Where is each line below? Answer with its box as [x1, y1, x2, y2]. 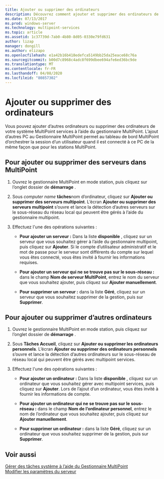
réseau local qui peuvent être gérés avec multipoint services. [12, 357, 136, 362]
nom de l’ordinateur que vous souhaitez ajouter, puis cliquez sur [19, 411, 148, 417]
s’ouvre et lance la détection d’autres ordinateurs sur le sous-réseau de [12, 351, 156, 358]
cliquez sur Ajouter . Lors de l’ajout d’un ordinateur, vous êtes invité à [19, 386, 159, 392]
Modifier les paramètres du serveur [5, 469, 77, 475]
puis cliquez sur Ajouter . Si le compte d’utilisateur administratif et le [19, 243, 157, 250]
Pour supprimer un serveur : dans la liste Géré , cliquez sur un [19, 288, 145, 294]
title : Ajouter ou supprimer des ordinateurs [5, 7, 99, 12]
